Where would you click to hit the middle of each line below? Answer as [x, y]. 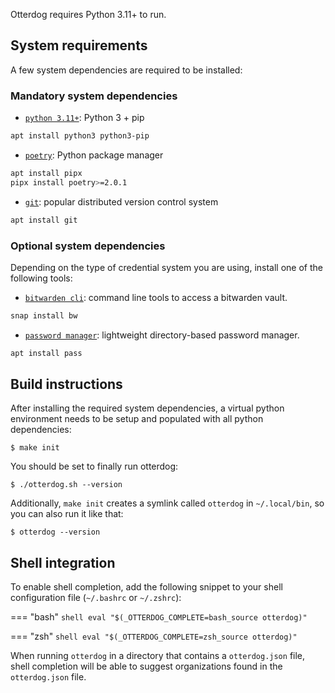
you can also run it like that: [67, 514]
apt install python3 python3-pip [80, 136]
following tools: [41, 278]
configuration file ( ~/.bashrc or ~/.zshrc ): [96, 598]
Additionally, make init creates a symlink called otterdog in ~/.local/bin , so [167, 503]
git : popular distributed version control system [121, 201]
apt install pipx [46, 173]
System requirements [79, 45]
